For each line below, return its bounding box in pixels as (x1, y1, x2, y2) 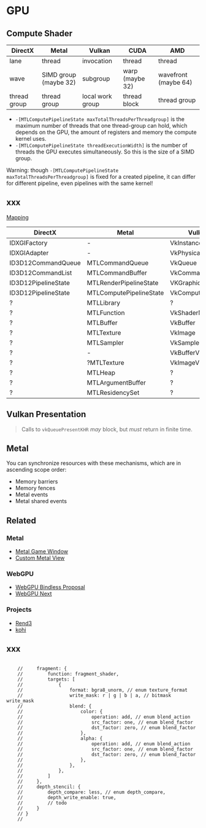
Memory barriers (15, 478, 58, 485)
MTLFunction (86, 308, 125, 317)
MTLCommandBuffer (86, 268, 147, 277)
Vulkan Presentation (6, 409, 86, 420)
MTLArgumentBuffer (86, 378, 146, 387)
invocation (82, 57, 112, 65)
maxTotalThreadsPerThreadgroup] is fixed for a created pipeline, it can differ (6, 173, 196, 180)
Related (6, 515, 37, 526)
